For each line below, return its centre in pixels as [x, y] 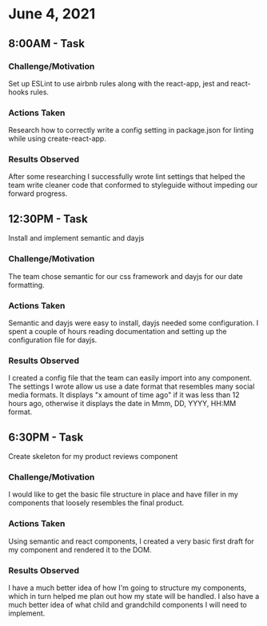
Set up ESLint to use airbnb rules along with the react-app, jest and [119, 83]
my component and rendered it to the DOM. [80, 549]
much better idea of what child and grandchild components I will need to [128, 604]
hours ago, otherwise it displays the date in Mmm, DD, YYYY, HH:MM [122, 404]
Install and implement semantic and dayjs [76, 238]
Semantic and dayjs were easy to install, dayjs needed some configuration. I [133, 323]
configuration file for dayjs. [53, 340]
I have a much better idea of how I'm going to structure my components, [128, 588]
